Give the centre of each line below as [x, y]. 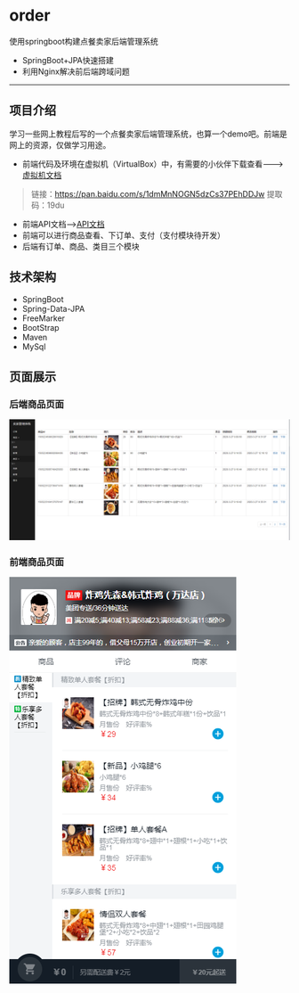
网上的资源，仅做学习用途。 [60, 144]
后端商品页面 [37, 404]
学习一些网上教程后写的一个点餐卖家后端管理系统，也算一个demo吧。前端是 [148, 134]
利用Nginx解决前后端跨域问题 [76, 71]
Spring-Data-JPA [53, 308]
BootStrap [40, 327]
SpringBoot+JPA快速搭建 [68, 60]
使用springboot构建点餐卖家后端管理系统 [84, 41]
